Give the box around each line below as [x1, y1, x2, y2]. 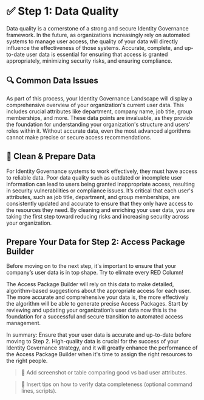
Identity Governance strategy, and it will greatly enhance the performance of [6, 344, 198, 351]
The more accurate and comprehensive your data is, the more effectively [6, 293, 189, 301]
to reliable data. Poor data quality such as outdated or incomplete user [6, 174, 182, 181]
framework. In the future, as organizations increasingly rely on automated [6, 31, 190, 38]
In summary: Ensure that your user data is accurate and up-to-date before [6, 331, 192, 339]
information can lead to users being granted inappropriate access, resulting [6, 180, 195, 188]
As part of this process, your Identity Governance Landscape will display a [6, 94, 192, 102]
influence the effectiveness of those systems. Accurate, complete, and [6, 44, 183, 51]
